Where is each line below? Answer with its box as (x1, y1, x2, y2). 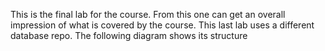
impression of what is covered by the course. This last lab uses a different (10, 19, 315, 31)
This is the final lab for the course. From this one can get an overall (10, 9, 286, 20)
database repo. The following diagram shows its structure (10, 30, 248, 41)
